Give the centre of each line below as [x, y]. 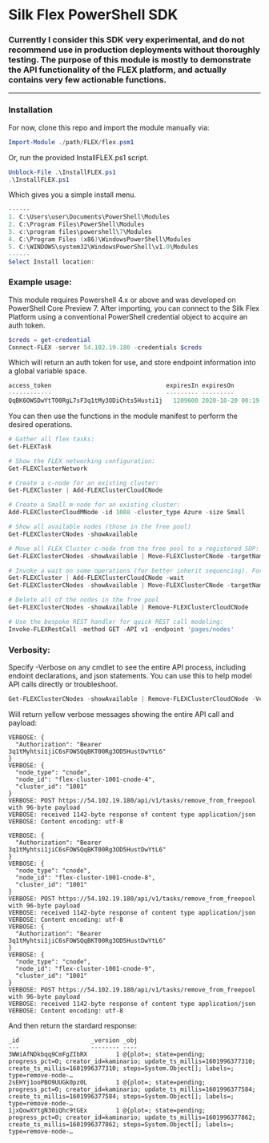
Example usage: [40, 282]
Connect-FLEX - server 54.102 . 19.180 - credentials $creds [105, 347]
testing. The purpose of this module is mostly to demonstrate [130, 60]
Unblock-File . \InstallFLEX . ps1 [62, 172]
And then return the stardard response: [73, 1025]
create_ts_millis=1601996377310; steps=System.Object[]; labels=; [121, 1068]
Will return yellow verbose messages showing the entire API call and [121, 714]
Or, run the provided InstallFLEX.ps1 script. [78, 157]
